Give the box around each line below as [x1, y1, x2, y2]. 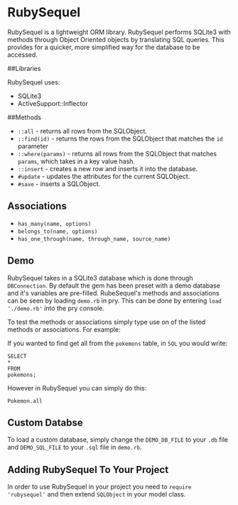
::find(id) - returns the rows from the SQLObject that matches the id [17, 134, 223, 143]
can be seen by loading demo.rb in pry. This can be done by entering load [7, 296, 222, 305]
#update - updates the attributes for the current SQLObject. [17, 172, 190, 180]
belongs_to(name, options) [17, 228, 98, 235]
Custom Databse [7, 416, 83, 428]
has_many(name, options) [17, 220, 92, 227]
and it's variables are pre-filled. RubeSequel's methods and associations [7, 288, 220, 297]
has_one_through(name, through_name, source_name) [17, 235, 171, 242]
